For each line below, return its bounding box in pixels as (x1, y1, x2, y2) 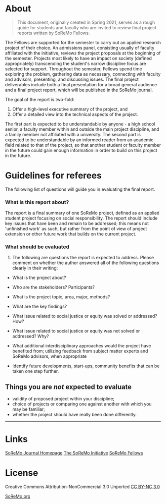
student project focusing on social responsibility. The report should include (5, 215, 158, 221)
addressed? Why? (12, 333, 49, 339)
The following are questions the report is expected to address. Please (12, 255, 154, 261)
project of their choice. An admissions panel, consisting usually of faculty (5, 45, 155, 51)
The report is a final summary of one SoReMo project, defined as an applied (5, 210, 160, 216)
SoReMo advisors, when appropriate (12, 353, 87, 359)
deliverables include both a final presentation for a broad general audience (5, 81, 157, 87)
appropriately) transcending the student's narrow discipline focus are (5, 60, 147, 66)
